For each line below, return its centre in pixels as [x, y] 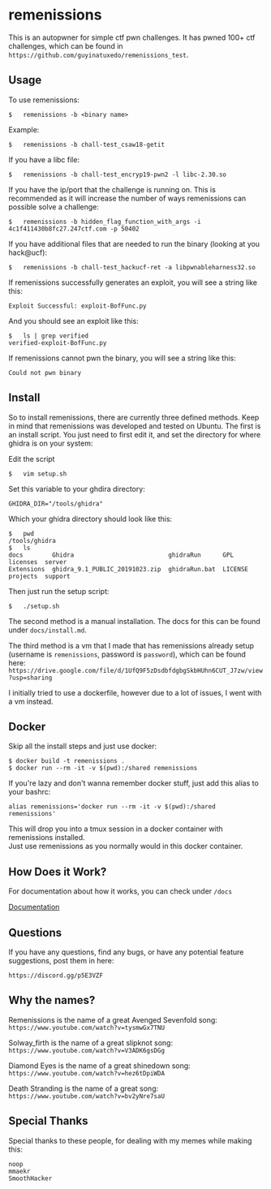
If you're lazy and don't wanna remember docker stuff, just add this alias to [134, 783]
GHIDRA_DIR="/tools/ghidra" [56, 504]
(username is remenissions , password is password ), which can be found [127, 654]
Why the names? [52, 1000]
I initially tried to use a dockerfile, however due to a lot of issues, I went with [135, 692]
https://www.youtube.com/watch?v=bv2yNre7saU [86, 1096]
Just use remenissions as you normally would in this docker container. [126, 847]
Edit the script [32, 459]
